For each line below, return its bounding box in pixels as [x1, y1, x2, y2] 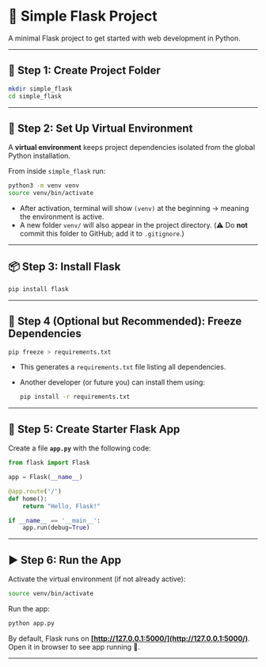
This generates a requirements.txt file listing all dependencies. [19, 362, 226, 372]
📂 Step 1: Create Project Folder [8, 63, 161, 78]
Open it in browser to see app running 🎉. [8, 642, 140, 651]
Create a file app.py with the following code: [8, 443, 152, 453]
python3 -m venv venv [8, 182, 80, 190]
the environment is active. [19, 212, 104, 221]
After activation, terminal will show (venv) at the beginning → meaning [19, 204, 249, 213]
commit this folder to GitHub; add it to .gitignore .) [19, 229, 184, 239]
